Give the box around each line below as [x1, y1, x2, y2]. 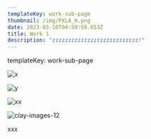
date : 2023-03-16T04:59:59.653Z [7, 23, 103, 30]
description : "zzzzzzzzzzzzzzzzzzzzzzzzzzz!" [7, 37, 145, 44]
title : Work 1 [7, 30, 50, 38]
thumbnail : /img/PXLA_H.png [7, 17, 91, 24]
